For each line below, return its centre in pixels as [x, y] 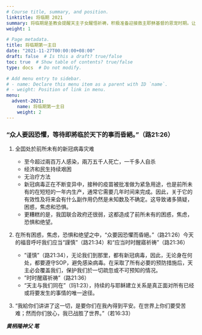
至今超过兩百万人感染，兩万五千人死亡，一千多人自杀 [90, 161]
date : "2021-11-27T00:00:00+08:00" [51, 51]
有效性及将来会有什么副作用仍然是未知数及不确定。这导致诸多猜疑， [108, 199]
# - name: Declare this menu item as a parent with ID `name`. [87, 84]
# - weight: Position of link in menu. [56, 90]
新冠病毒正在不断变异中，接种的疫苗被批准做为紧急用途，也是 [100, 184]
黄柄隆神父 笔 [23, 326]
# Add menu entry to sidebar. [44, 78]
